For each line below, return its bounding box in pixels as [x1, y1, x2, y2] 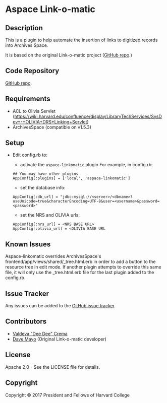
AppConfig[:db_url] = [12, 194, 58, 199]
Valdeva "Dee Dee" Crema [12, 330, 68, 337]
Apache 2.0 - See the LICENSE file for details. [5, 364, 100, 370]
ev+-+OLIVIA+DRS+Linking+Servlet [12, 118, 87, 124]
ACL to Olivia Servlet [12, 108, 56, 114]
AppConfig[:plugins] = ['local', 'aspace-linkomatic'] [12, 176, 131, 181]
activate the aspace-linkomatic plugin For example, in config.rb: [20, 162, 153, 168]
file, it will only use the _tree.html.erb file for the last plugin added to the [5, 270, 154, 276]
